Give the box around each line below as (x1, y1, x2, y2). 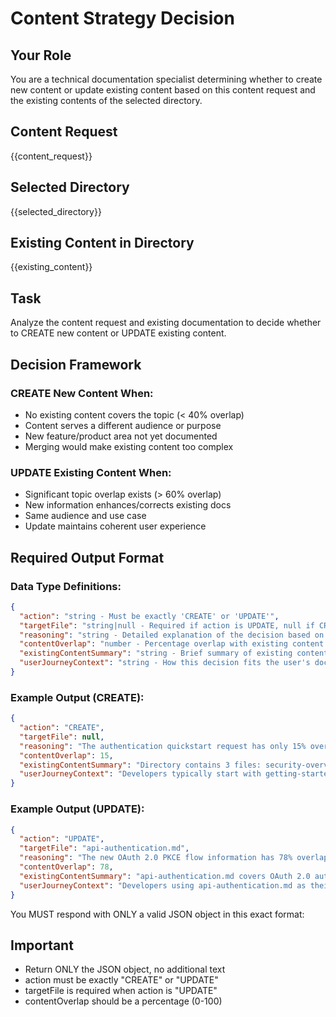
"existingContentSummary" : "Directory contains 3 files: (19, 760, 262, 770)
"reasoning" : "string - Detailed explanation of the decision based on (19, 630, 325, 640)
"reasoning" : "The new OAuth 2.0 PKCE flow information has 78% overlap (19, 853, 329, 863)
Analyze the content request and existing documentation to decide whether (10, 317, 322, 329)
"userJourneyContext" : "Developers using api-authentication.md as (19, 880, 307, 891)
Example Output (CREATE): (10, 690, 145, 704)
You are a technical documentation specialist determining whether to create (10, 73, 323, 85)
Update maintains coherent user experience (24, 520, 207, 532)
